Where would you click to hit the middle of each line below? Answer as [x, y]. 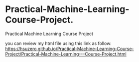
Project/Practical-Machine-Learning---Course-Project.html [66, 54]
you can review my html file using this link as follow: [59, 43]
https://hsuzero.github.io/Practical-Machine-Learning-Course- [69, 48]
